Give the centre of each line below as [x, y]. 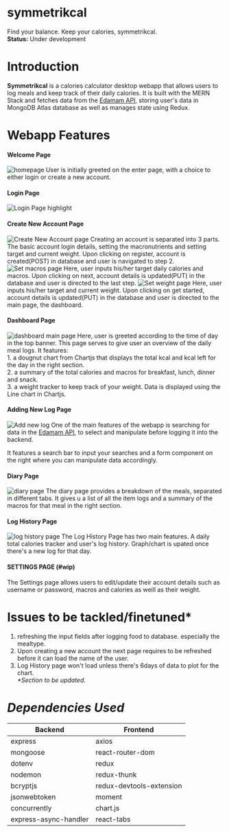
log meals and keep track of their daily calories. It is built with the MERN [109, 93]
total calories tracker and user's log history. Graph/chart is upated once [108, 544]
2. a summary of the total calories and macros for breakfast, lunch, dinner [111, 372]
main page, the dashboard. [45, 305]
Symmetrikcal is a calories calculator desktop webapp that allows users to [113, 85]
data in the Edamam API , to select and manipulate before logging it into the [112, 432]
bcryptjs [24, 786]
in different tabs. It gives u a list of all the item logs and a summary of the [110, 498]
